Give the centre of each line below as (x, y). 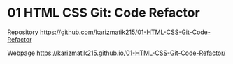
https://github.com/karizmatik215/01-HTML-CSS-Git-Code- (125, 32)
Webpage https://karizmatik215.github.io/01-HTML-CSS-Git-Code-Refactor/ (116, 53)
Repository (23, 32)
